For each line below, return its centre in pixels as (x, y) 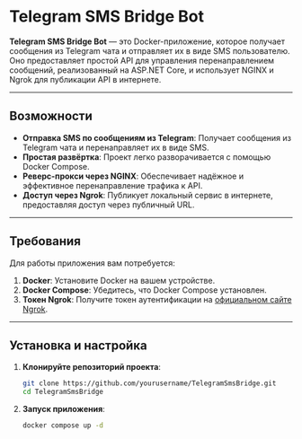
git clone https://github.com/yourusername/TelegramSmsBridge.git (149, 383)
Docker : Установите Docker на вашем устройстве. (119, 280)
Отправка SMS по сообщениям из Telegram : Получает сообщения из (157, 137)
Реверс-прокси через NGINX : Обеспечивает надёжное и (133, 176)
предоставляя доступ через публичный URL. (108, 205)
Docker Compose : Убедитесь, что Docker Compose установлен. (144, 290)
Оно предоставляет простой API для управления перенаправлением (142, 60)
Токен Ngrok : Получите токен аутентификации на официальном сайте (157, 299)
